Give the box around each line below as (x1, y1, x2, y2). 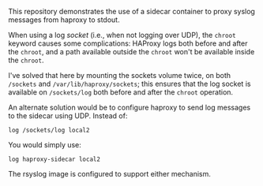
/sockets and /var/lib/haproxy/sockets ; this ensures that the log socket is (8, 79, 251, 88)
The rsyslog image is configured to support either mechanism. (8, 169, 212, 178)
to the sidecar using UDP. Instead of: (8, 111, 128, 121)
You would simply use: (8, 140, 81, 149)
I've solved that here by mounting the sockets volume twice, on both (8, 71, 231, 80)
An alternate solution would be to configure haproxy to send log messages (8, 102, 251, 112)
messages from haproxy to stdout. (8, 15, 120, 24)
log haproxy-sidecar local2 (8, 155, 101, 163)
